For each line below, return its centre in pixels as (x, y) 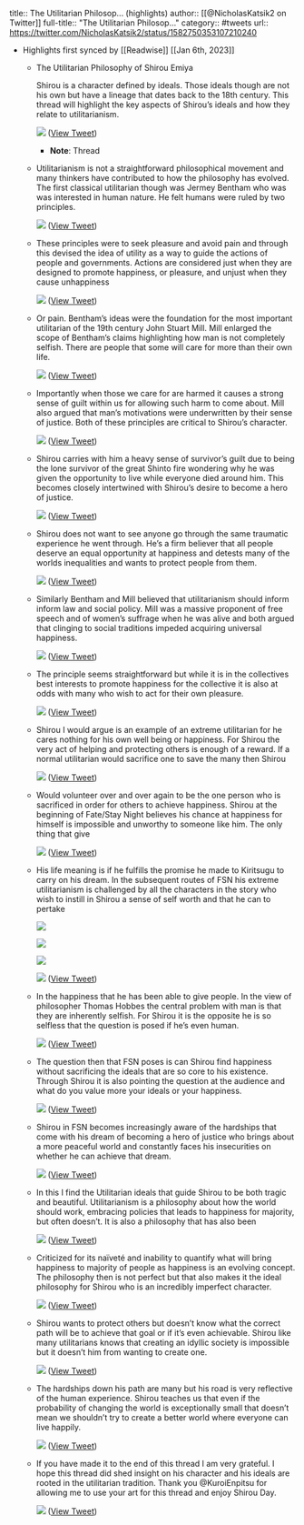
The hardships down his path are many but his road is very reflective (164, 1389)
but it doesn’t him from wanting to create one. (122, 1352)
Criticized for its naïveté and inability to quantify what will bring (154, 1258)
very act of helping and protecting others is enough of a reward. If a (163, 749)
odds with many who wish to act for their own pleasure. (140, 693)
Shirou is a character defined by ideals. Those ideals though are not (163, 85)
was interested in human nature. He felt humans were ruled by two (161, 197)
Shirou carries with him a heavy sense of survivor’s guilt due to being (165, 459)
